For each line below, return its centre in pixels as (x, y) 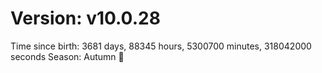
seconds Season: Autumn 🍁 (67, 56)
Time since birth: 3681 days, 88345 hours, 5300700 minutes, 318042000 (161, 46)
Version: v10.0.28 (85, 18)
